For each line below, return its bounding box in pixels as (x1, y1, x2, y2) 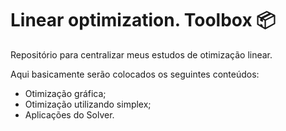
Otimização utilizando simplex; (24, 98, 152, 110)
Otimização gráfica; (24, 87, 107, 99)
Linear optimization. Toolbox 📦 (10, 9, 277, 32)
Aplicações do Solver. (24, 108, 115, 121)
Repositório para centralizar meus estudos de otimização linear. (10, 48, 273, 61)
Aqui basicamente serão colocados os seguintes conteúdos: (10, 68, 260, 80)
